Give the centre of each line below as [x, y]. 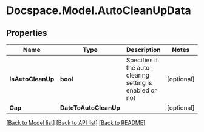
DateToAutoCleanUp [90, 108]
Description [144, 50]
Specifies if [142, 60]
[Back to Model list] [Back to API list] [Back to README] [76, 123]
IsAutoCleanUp [32, 79]
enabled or [141, 90]
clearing [138, 75]
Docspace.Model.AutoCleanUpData [99, 11]
